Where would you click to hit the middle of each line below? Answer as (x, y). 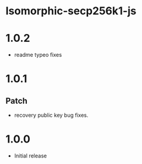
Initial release (30, 156)
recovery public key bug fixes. (51, 115)
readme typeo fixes (38, 55)
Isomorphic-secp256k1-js (71, 11)
